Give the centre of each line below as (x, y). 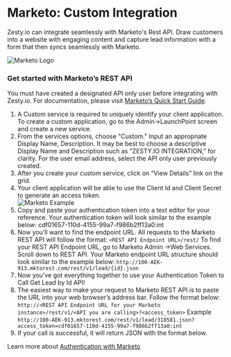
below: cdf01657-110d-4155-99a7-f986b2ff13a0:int (91, 225)
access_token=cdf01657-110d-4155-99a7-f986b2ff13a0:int (100, 326)
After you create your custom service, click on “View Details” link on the (120, 173)
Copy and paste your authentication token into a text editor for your (113, 210)
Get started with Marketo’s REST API (70, 78)
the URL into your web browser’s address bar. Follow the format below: (119, 297)
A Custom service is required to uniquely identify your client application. (120, 114)
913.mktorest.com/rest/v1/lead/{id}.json (78, 269)
